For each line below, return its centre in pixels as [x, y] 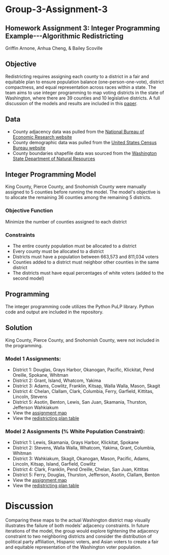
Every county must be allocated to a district [58, 251]
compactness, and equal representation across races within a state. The [81, 87]
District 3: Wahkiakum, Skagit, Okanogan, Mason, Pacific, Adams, [81, 459]
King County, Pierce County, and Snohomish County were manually [76, 187]
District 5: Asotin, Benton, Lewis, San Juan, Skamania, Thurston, [80, 402]
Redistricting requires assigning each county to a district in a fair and [77, 76]
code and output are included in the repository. [55, 312]
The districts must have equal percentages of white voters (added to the [88, 273]
